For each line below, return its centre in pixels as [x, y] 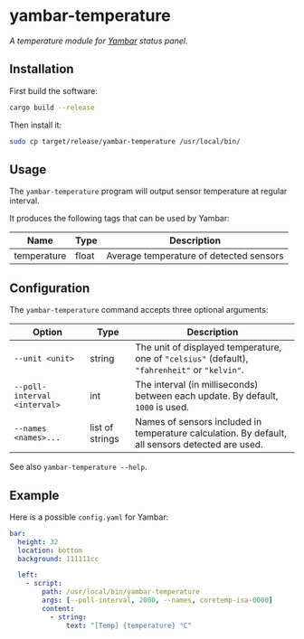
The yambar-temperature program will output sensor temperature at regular [148, 192]
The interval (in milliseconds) [197, 385]
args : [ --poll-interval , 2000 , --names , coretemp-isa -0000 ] [157, 601]
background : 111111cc [58, 559]
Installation [42, 69]
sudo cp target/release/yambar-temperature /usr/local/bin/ [125, 141]
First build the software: [53, 90]
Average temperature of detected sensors [195, 256]
